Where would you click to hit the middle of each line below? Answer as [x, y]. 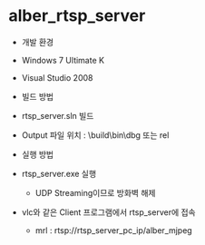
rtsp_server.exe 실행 [59, 173]
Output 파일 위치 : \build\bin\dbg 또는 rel [95, 135]
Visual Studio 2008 [57, 77]
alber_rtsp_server [77, 16]
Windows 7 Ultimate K [63, 60]
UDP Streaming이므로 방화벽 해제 [95, 192]
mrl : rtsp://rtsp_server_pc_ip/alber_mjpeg [113, 230]
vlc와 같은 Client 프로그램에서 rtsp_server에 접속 [108, 212]
